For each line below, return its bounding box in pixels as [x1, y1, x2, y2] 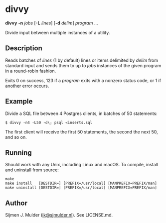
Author [5, 199, 27, 207]
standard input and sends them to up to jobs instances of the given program [5, 62, 162, 68]
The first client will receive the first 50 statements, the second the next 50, [5, 128, 158, 135]
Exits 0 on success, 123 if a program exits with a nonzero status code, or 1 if [5, 77, 161, 83]
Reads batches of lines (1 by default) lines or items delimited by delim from [5, 57, 159, 63]
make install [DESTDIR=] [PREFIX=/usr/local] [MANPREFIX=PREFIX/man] [5, 181, 157, 186]
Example [5, 97, 33, 106]
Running [5, 148, 32, 157]
